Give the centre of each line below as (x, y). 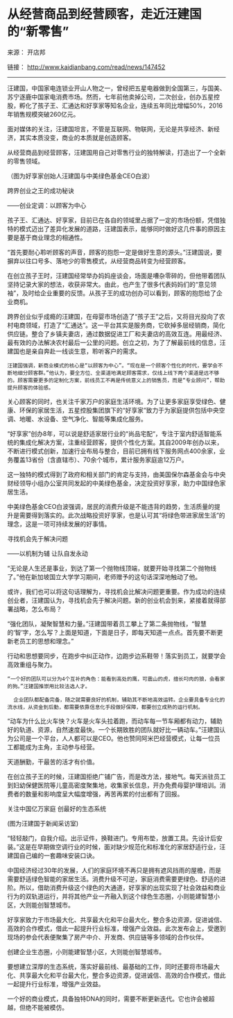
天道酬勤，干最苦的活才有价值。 (53, 762)
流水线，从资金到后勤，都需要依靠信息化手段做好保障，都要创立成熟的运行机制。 (105, 707)
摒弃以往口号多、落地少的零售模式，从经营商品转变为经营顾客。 (98, 260)
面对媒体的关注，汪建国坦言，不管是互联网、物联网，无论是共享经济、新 (110, 128)
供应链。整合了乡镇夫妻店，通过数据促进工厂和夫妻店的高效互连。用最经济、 (116, 333)
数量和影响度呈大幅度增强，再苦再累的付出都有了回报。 (104, 794)
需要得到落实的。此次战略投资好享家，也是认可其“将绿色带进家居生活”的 (122, 515)
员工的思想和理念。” (46, 641)
